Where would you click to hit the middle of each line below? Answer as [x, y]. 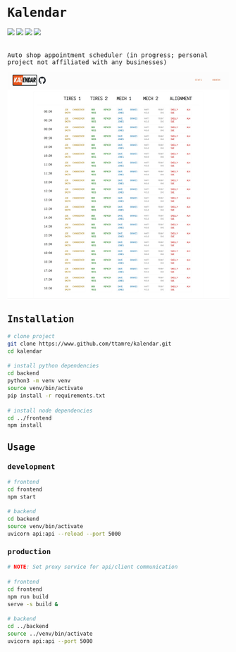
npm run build [28, 596]
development [31, 466]
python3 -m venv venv [39, 381]
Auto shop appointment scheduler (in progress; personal [108, 55]
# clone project [31, 336]
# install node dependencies [50, 410]
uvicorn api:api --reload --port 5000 [64, 534]
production [29, 552]
